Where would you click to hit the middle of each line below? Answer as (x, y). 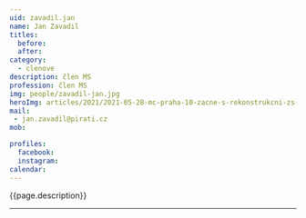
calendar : (28, 169)
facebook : (36, 153)
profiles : (28, 144)
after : (30, 52)
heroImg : (26, 102)
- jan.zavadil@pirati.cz (60, 119)
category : (28, 60)
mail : (20, 111)
